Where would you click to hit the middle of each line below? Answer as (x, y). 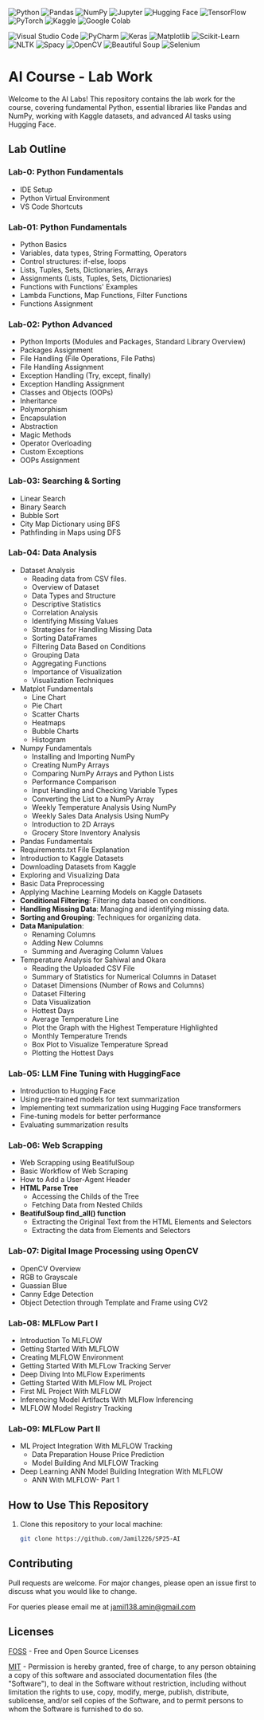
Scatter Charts (55, 714)
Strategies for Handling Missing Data (92, 629)
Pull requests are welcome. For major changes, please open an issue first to (132, 1583)
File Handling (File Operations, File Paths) (87, 359)
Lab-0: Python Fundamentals (66, 172)
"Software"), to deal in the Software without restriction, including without (127, 1683)
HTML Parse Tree (49, 1188)
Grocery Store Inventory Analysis (86, 832)
